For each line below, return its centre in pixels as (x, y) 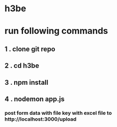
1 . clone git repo (30, 49)
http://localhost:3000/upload (41, 119)
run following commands (56, 31)
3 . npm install (26, 82)
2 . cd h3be (22, 66)
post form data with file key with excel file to (58, 113)
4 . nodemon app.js (35, 99)
